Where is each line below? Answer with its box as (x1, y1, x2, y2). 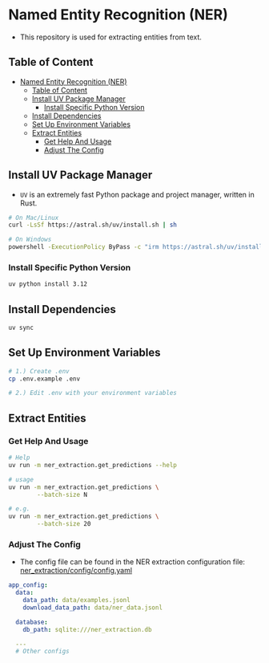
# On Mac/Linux (8, 214, 59, 222)
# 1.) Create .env (8, 367, 70, 375)
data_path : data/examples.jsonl (22, 596, 130, 604)
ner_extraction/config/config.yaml (19, 566, 133, 576)
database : (15, 618, 48, 626)
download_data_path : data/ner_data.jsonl (22, 604, 163, 612)
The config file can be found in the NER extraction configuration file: (19, 557, 246, 567)
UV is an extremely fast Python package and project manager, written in (19, 189, 255, 199)
